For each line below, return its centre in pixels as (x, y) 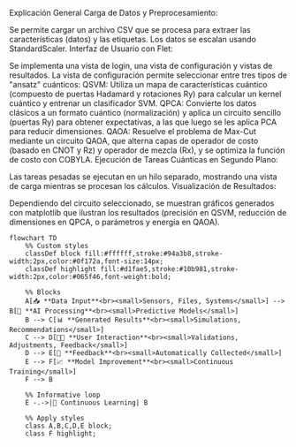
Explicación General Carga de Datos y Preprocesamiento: (114, 13)
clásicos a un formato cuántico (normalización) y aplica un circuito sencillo (145, 113)
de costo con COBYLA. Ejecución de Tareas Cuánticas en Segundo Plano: (144, 159)
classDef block (53, 254)
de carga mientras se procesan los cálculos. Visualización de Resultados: (143, 186)
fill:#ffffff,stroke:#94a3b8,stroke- (154, 254)
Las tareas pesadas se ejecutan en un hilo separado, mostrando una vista (143, 177)
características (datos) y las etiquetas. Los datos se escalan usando (133, 39)
